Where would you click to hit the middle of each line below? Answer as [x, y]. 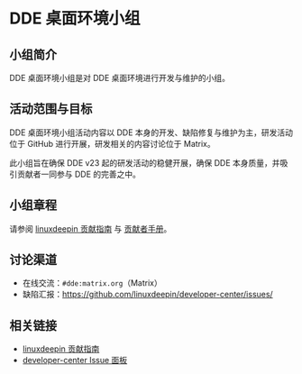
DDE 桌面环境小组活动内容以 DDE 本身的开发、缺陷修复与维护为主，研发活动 [151, 132]
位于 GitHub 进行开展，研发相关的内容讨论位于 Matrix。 [113, 143]
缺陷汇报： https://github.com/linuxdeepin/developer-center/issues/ [147, 295]
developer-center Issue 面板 [75, 360]
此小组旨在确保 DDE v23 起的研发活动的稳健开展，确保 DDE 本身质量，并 [145, 162]
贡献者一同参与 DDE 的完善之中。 [79, 174]
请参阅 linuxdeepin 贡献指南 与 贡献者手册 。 [91, 228]
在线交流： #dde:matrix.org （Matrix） [92, 283]
